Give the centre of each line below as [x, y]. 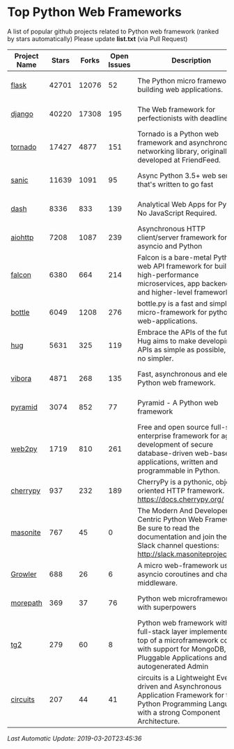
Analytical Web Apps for [177, 204]
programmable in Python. [179, 471]
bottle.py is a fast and [172, 303]
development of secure [175, 444]
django [22, 113]
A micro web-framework [178, 565]
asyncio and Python [170, 246]
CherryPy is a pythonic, [175, 482]
